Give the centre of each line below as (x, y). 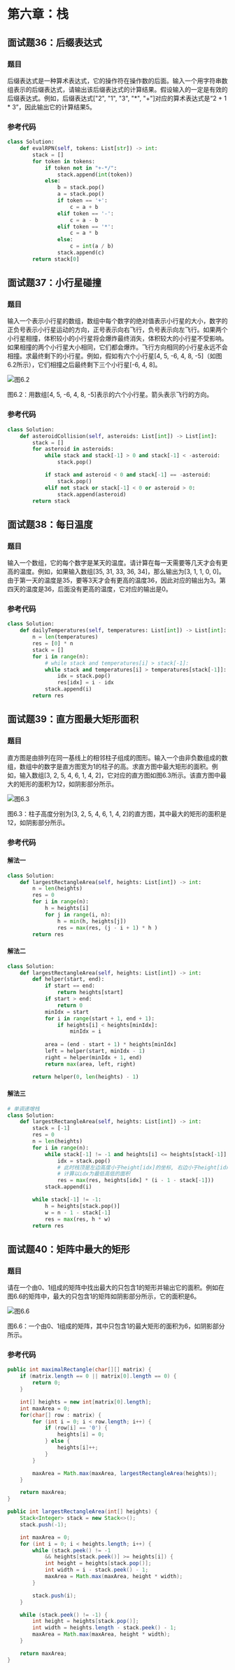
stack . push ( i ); (55, 1596)
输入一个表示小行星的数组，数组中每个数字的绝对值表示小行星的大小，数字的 (117, 321)
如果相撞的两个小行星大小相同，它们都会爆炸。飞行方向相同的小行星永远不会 (117, 347)
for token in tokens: (64, 161)
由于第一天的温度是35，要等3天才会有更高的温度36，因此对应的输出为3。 (114, 581)
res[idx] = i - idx (85, 683)
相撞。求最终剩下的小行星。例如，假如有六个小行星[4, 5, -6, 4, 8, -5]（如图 (115, 356)
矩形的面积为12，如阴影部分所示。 (69, 784)
